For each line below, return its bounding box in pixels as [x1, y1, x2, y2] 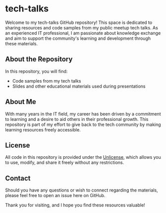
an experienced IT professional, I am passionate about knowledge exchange [5, 30, 161, 36]
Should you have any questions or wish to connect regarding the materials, [5, 187, 158, 193]
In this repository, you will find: [5, 68, 68, 74]
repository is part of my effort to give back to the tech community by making [5, 121, 161, 127]
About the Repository [5, 55, 73, 64]
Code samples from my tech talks [12, 78, 81, 84]
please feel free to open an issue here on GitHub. [5, 193, 106, 199]
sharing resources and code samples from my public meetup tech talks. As [5, 24, 159, 30]
